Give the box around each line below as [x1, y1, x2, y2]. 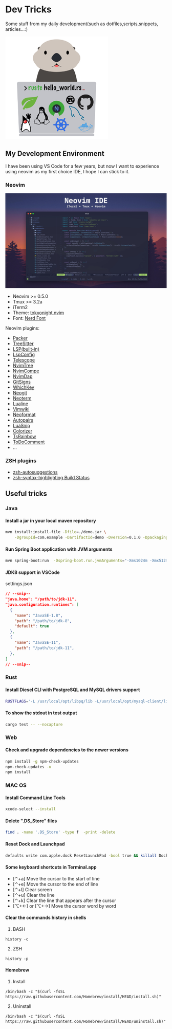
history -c [5, 936, 29, 942]
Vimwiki [12, 406, 30, 412]
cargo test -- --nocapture [5, 721, 63, 727]
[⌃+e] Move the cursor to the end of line [12, 881, 98, 887]
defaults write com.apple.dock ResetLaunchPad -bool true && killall [5, 853, 157, 858]
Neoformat [12, 411, 36, 418]
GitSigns [12, 379, 31, 385]
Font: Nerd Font [12, 315, 46, 321]
